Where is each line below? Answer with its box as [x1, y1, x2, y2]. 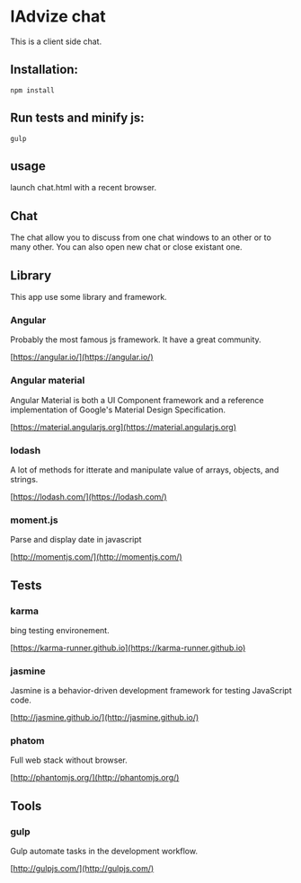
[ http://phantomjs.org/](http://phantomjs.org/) [10, 773, 180, 783]
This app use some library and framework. [10, 292, 167, 302]
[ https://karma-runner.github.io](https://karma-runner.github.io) [10, 642, 246, 653]
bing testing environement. [10, 624, 111, 635]
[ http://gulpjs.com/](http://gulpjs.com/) [10, 863, 155, 874]
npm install [10, 85, 55, 95]
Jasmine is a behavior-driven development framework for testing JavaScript [10, 685, 292, 696]
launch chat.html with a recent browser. [10, 182, 156, 193]
